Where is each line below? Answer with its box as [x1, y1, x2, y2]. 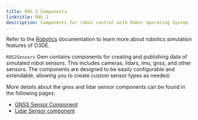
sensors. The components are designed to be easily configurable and [6, 66, 175, 73]
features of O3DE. [6, 42, 50, 49]
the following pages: [6, 89, 56, 97]
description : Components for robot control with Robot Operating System [6, 19, 189, 25]
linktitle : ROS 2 [6, 14, 49, 20]
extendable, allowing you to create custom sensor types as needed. [6, 72, 171, 79]
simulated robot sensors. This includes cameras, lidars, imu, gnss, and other [6, 59, 192, 66]
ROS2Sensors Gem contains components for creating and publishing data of [6, 54, 187, 61]
